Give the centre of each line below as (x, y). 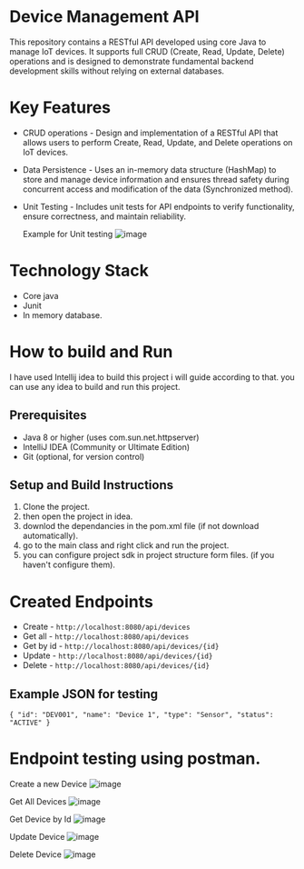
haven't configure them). (69, 564)
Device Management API (104, 17)
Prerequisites (48, 415)
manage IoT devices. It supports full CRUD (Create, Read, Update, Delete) (147, 51)
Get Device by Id (40, 819)
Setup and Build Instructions (92, 485)
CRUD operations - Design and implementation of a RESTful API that (150, 133)
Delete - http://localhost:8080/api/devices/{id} (116, 665)
